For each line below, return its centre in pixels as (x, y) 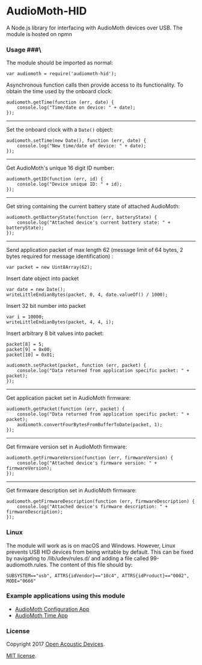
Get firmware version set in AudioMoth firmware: (67, 447)
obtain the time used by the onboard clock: (60, 91)
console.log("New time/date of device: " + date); (82, 146)
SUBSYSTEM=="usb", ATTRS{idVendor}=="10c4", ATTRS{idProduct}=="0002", (98, 575)
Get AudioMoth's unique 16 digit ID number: (60, 168)
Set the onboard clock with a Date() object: (60, 130)
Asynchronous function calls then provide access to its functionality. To (95, 85)
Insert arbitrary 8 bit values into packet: (55, 333)
